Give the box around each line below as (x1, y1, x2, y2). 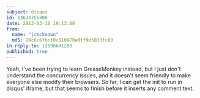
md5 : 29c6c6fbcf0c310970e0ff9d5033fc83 (12, 37, 114, 43)
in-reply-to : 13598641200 (6, 43, 72, 49)
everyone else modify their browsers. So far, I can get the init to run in (6, 78, 182, 85)
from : (6, 26, 20, 32)
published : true (6, 49, 48, 55)
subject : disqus (6, 9, 48, 15)
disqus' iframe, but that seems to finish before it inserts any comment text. (6, 85, 194, 92)
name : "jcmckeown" (12, 32, 59, 38)
